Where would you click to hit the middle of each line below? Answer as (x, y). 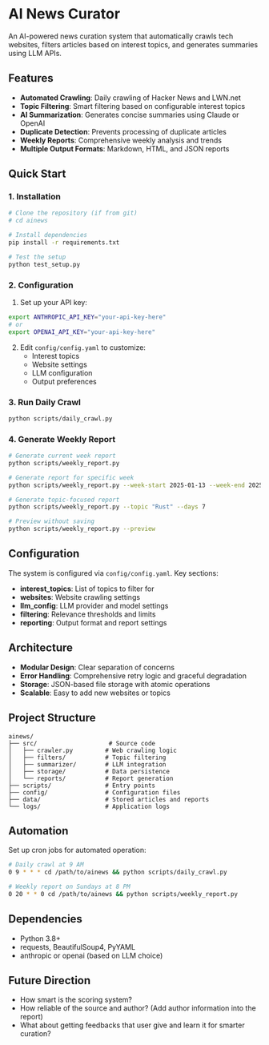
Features (31, 78)
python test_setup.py (44, 264)
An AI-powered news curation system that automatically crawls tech (121, 36)
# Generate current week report (62, 456)
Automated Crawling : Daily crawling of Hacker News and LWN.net (130, 98)
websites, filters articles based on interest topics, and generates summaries (133, 44)
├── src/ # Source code (82, 743)
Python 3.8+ (40, 938)
